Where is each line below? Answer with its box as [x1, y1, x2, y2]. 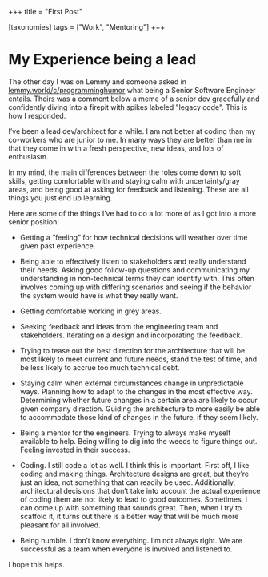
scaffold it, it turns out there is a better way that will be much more [19, 511, 239, 521]
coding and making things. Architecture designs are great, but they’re [19, 469, 250, 478]
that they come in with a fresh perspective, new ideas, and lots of [8, 143, 224, 153]
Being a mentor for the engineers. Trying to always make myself [19, 428, 231, 438]
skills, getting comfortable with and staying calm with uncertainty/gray [8, 176, 240, 185]
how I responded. [8, 111, 66, 120]
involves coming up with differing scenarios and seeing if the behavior [19, 282, 252, 292]
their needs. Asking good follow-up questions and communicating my [19, 264, 250, 275]
